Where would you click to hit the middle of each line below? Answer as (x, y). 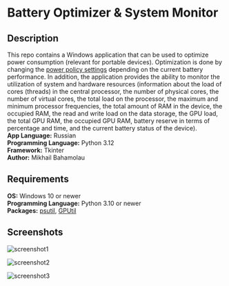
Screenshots (35, 232)
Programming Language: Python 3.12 (61, 143)
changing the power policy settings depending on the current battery (105, 69)
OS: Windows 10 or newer (44, 196)
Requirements (38, 179)
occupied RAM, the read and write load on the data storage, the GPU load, (113, 113)
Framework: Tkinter (36, 150)
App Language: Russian (42, 135)
